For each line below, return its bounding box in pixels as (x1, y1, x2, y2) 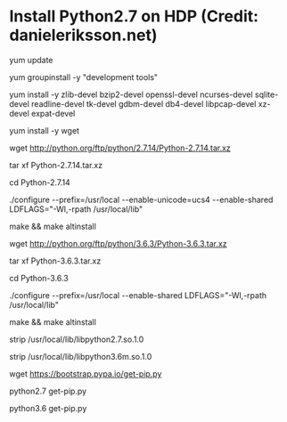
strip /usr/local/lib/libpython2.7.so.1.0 (9, 334, 144, 345)
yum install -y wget (9, 125, 80, 135)
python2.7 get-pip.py (9, 385, 87, 396)
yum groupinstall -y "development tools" (9, 71, 159, 82)
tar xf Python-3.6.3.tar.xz (9, 256, 102, 266)
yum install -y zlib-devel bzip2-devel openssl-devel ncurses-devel (9, 89, 253, 100)
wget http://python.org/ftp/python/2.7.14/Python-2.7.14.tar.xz (9, 142, 232, 153)
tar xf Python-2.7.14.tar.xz (9, 159, 103, 170)
